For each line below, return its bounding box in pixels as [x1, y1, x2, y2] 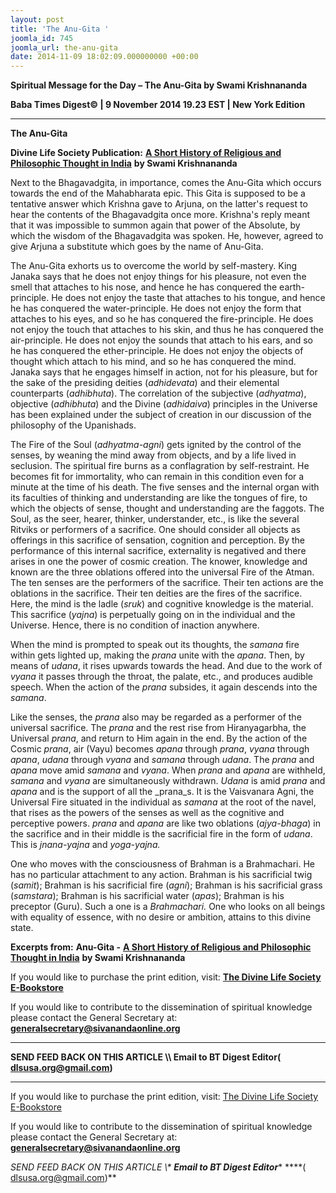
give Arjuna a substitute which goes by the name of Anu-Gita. [10, 241, 264, 253]
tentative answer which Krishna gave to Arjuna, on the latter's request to [10, 198, 308, 210]
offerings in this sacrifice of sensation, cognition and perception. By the [10, 534, 305, 546]
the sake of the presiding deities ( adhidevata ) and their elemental [10, 377, 280, 389]
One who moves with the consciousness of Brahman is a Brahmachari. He [10, 858, 315, 870]
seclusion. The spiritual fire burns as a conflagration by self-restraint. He [10, 460, 310, 472]
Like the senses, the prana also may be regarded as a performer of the [10, 711, 302, 723]
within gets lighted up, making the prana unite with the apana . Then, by [10, 649, 305, 661]
